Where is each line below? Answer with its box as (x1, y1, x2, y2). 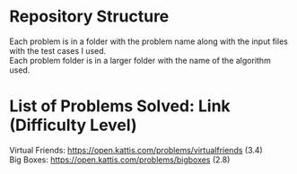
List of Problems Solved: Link (9, 96, 231, 117)
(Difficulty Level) (9, 115, 137, 135)
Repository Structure (9, 6, 170, 27)
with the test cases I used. (9, 45, 107, 56)
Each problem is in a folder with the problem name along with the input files (9, 36, 289, 47)
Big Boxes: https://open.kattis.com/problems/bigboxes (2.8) (9, 154, 231, 165)
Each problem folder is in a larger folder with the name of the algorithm (9, 55, 271, 65)
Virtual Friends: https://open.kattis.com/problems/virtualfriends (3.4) (9, 144, 263, 155)
